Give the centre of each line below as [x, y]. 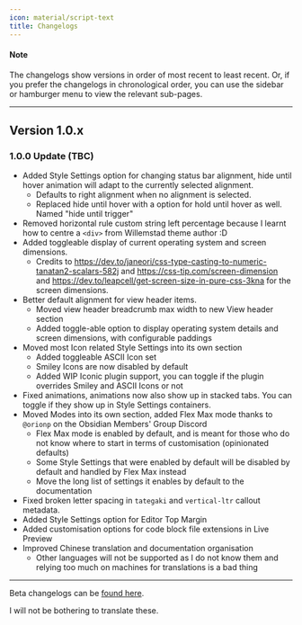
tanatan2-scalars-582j [77, 272]
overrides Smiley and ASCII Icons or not [110, 386]
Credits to [54, 262]
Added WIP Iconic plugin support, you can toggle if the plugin [150, 376]
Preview [37, 539]
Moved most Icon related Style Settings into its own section [132, 348]
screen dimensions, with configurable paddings [124, 338]
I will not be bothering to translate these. [84, 611]
